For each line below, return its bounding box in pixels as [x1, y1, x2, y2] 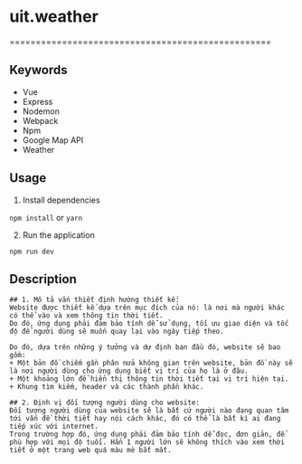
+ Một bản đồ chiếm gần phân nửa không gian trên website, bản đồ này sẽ [9, 359, 294, 368]
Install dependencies [22, 194, 101, 205]
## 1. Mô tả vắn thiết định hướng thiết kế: [9, 296, 180, 305]
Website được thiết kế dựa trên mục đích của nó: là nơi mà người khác [9, 303, 285, 313]
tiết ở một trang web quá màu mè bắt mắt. [9, 446, 172, 455]
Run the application [22, 229, 95, 241]
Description [9, 271, 77, 287]
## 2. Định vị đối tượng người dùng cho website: [9, 398, 201, 408]
